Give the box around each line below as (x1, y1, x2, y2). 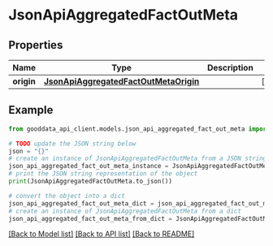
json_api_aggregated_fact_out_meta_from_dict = (8, 214, 173, 222)
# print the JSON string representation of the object (8, 170, 198, 178)
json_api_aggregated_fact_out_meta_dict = (8, 199, 154, 208)
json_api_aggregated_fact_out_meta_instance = (8, 162, 169, 170)
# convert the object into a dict (8, 192, 126, 200)
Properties (8, 38, 63, 52)
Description (206, 63, 253, 73)
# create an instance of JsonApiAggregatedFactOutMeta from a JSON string (8, 154, 267, 163)
